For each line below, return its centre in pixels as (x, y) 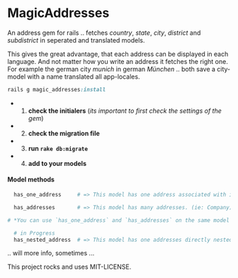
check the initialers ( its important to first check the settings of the (125, 111)
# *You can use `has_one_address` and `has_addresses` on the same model (119, 220)
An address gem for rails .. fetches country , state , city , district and (104, 33)
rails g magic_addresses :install (57, 89)
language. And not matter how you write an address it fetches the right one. (118, 61)
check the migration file (64, 133)
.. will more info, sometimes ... (51, 253)
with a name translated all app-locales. (84, 77)
